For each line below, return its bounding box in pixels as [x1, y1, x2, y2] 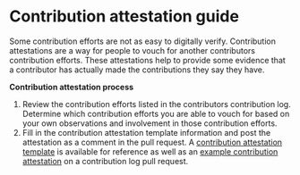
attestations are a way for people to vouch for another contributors [9, 45, 255, 55]
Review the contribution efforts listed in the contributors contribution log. [21, 98, 291, 109]
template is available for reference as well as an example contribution [21, 146, 279, 157]
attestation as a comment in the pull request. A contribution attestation [21, 137, 283, 147]
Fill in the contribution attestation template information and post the [21, 127, 271, 137]
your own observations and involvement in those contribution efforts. [21, 118, 278, 129]
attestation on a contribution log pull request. [21, 155, 189, 166]
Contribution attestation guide [9, 6, 240, 27]
